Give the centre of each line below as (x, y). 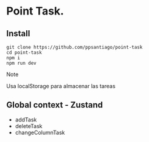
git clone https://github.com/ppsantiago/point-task (74, 47)
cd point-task (24, 53)
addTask (26, 120)
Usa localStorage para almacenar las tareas (61, 86)
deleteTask (29, 126)
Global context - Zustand (55, 105)
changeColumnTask (40, 132)
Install (18, 34)
